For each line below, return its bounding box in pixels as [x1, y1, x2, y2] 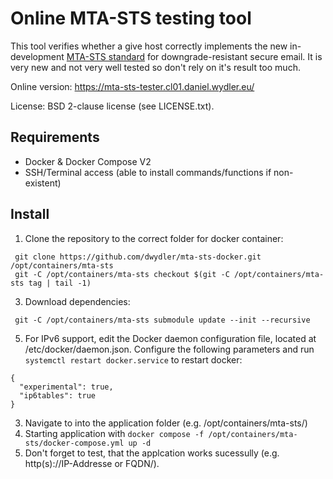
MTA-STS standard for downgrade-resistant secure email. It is [66, 50, 323, 62]
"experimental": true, [19, 382, 114, 392]
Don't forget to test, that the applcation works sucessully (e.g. [24, 447, 280, 459]
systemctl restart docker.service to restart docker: [24, 353, 243, 366]
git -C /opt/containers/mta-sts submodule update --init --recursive [14, 315, 311, 325]
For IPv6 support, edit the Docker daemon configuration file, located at [24, 332, 317, 344]
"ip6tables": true [19, 390, 97, 401]
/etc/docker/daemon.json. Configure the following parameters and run [24, 343, 315, 355]
